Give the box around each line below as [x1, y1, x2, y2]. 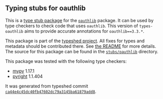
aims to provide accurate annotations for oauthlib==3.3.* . [24, 28, 144, 34]
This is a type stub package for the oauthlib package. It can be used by [5, 17, 154, 23]
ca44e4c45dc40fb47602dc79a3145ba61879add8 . [5, 88, 97, 94]
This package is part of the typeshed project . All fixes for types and [5, 38, 145, 44]
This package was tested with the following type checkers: [5, 58, 127, 64]
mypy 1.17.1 [12, 68, 35, 74]
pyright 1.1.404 [12, 73, 43, 79]
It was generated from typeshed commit [5, 83, 89, 89]
